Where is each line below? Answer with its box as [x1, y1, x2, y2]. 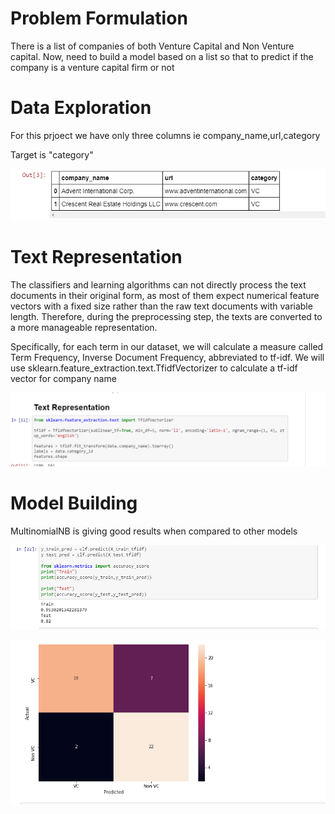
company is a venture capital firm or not [10, 61, 175, 73]
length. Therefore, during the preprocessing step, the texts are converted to [10, 310, 323, 322]
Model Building [10, 492, 138, 515]
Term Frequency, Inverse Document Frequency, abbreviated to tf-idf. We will [10, 351, 325, 363]
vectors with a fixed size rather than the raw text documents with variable [10, 300, 313, 312]
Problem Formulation [10, 7, 188, 30]
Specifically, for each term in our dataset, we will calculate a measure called [10, 340, 324, 352]
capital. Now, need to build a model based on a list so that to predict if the [10, 50, 314, 62]
